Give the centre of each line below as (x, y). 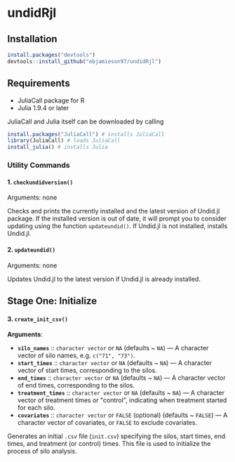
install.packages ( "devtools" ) (52, 55)
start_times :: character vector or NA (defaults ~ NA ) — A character (115, 363)
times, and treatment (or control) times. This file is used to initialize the (109, 444)
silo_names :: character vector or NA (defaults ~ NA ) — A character (113, 348)
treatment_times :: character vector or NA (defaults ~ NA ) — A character (121, 393)
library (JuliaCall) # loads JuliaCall (64, 141)
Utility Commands (39, 165)
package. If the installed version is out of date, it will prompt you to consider (117, 218)
